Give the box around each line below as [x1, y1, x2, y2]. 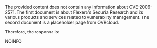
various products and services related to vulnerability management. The [5, 15, 150, 20]
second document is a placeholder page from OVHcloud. [5, 19, 119, 25]
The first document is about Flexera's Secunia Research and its [17, 9, 143, 15]
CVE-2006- [129, 4, 153, 10]
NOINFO [5, 38, 22, 44]
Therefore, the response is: [5, 29, 60, 34]
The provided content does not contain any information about [5, 4, 128, 10]
